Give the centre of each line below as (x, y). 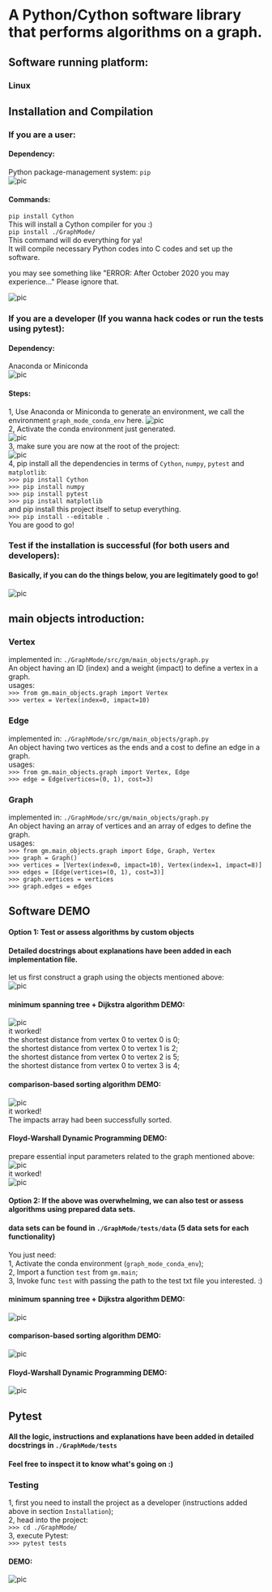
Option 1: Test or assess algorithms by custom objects (101, 932)
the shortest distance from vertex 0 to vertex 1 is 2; (93, 1049)
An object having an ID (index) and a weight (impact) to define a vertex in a (134, 668)
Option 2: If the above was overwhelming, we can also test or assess (126, 1200)
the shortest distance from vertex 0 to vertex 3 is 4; (94, 1066)
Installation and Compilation (81, 111)
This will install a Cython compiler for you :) (81, 224)
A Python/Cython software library (125, 15)
